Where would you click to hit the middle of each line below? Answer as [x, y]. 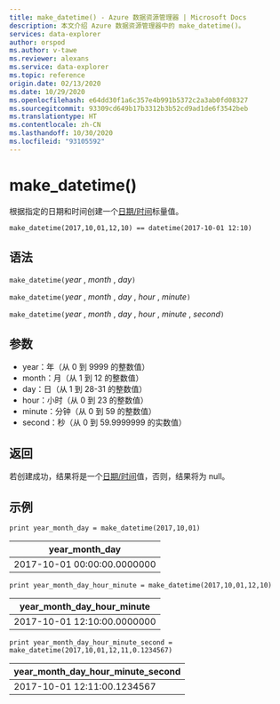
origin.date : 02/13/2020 [55, 84]
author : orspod [37, 42]
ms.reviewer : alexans [49, 59]
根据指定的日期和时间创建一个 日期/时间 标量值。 [96, 211]
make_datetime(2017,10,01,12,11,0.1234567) [91, 650]
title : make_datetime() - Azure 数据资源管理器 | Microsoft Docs [128, 17]
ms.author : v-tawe [43, 51]
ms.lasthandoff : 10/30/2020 [61, 133]
